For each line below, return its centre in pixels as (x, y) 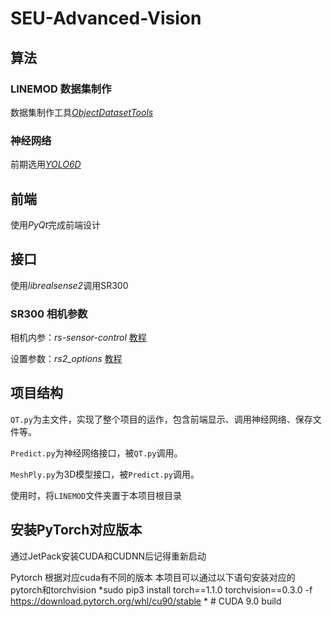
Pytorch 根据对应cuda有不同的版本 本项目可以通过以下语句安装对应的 (153, 577)
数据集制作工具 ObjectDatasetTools (82, 112)
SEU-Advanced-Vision (106, 18)
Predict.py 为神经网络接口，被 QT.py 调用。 (96, 453)
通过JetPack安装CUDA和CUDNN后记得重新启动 (108, 556)
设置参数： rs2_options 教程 (66, 359)
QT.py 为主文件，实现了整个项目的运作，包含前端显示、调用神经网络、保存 (161, 419)
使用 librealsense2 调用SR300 (69, 285)
